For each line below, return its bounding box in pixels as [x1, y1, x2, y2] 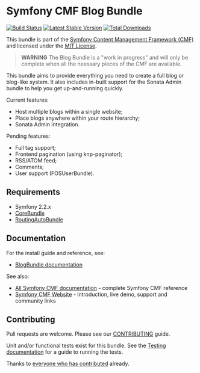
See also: [6, 273, 30, 280]
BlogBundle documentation [14, 260, 83, 268]
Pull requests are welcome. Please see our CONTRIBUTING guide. [6, 330, 170, 338]
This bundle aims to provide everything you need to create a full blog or [6, 72, 184, 79]
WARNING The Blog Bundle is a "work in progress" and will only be [20, 54, 189, 61]
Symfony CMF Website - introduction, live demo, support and [14, 291, 167, 298]
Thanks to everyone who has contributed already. [6, 360, 130, 368]
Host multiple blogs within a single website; [14, 108, 123, 115]
